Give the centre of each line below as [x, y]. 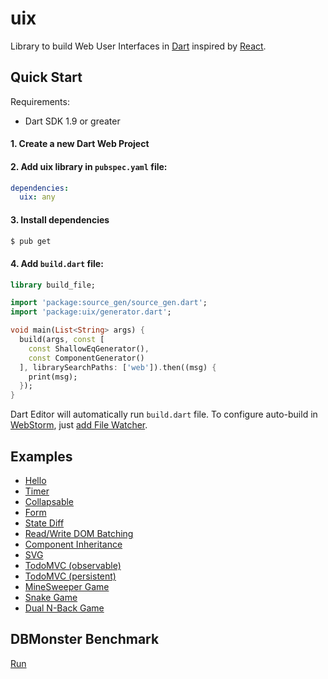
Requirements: [40, 101]
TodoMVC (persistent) [70, 576]
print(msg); [53, 377]
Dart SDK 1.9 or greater [72, 121]
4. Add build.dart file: [57, 263]
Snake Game [51, 598]
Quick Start [46, 77]
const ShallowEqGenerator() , [89, 348]
